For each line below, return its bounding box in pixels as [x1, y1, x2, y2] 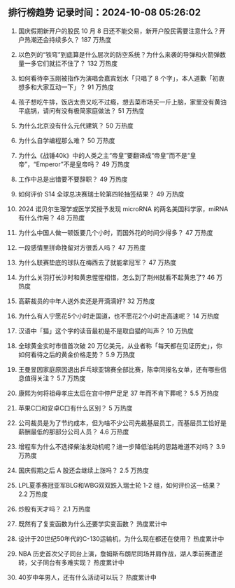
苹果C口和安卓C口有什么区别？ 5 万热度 [17, 403, 133, 412]
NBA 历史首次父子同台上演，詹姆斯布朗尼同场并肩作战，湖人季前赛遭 [17, 549, 218, 558]
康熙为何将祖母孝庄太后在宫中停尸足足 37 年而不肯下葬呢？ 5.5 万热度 [17, 389, 220, 397]
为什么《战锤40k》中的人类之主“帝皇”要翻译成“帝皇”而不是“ [17, 151, 191, 159]
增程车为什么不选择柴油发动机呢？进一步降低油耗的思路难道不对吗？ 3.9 [17, 442, 226, 450]
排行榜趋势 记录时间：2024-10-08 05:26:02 [8, 6, 201, 19]
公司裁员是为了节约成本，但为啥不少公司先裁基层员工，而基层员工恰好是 [17, 418, 227, 427]
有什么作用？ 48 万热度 [17, 213, 85, 222]
